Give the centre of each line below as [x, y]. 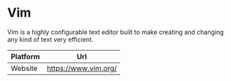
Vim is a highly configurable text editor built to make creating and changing [115, 32]
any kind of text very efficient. [50, 39]
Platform [26, 56]
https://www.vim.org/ [82, 68]
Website [24, 68]
